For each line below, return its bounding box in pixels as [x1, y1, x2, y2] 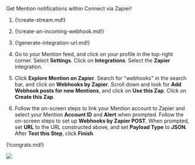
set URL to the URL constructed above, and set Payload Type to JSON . [14, 124, 187, 130]
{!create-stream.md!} [14, 16, 66, 23]
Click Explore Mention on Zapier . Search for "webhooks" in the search [14, 75, 187, 81]
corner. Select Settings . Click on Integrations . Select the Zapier [14, 57, 170, 64]
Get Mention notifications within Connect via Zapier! [6, 5, 132, 12]
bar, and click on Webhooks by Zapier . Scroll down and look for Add [14, 81, 182, 88]
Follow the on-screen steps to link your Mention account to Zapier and [14, 105, 185, 111]
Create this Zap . [14, 94, 55, 100]
